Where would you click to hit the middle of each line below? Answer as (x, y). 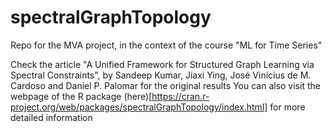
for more (287, 107)
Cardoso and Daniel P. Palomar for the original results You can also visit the (165, 85)
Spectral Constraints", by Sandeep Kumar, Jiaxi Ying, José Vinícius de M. (161, 75)
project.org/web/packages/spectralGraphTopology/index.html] (139, 107)
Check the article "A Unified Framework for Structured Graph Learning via (162, 64)
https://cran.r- (180, 96)
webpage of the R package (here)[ (81, 96)
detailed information (51, 117)
